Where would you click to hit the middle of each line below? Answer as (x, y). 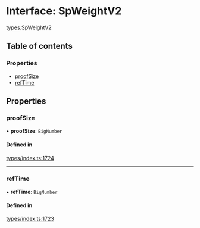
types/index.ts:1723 (30, 219)
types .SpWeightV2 (29, 27)
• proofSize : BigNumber (34, 131)
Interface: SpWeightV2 (64, 11)
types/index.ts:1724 (30, 158)
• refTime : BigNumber (32, 192)
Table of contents (39, 46)
